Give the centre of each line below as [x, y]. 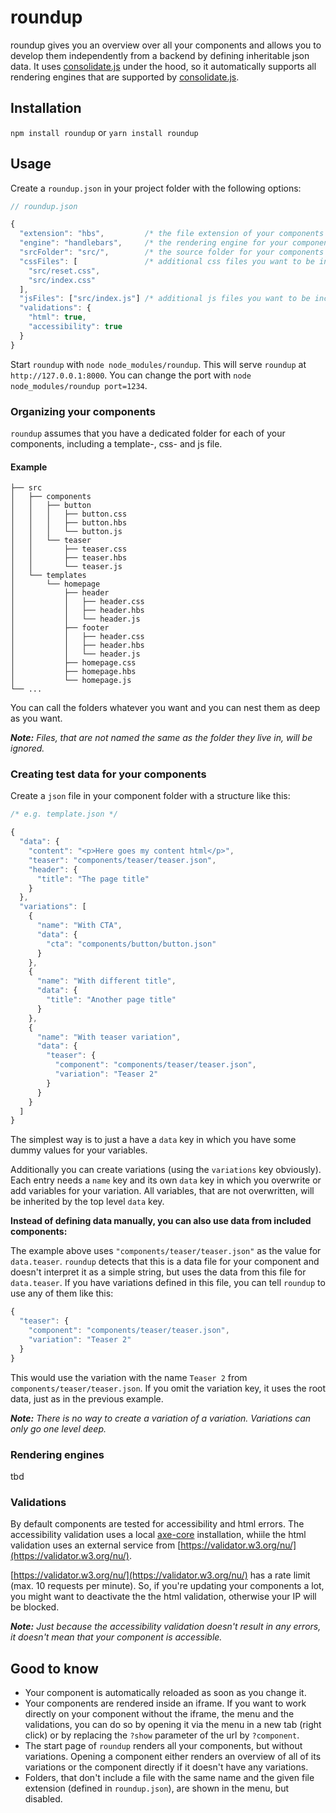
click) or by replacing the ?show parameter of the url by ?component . [162, 1735]
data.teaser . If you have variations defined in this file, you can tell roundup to [168, 1283]
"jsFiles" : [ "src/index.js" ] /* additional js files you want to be [165, 299]
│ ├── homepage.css [73, 663]
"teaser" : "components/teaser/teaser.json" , [122, 860]
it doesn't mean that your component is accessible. [116, 1637]
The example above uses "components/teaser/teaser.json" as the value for [166, 1251]
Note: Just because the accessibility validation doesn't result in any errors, [166, 1627]
